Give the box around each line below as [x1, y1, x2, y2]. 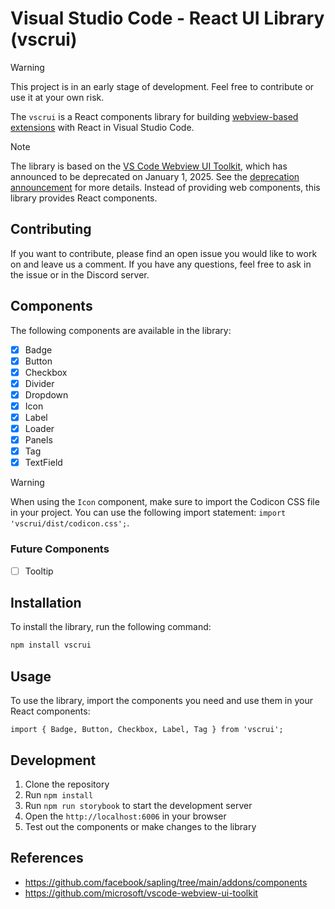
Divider [24, 377, 55, 389]
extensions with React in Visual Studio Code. [10, 121, 195, 133]
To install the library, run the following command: [10, 621, 212, 633]
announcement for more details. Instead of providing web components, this [10, 181, 321, 193]
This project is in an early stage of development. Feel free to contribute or [10, 80, 315, 92]
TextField [24, 457, 63, 469]
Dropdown [24, 388, 69, 401]
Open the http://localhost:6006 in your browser [24, 810, 227, 822]
